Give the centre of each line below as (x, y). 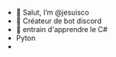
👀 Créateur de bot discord (58, 21)
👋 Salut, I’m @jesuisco (52, 12)
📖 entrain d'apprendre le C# (62, 29)
